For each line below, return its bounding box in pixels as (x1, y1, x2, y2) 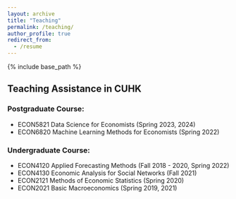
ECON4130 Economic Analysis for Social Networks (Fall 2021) (17, 169, 197, 177)
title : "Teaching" (7, 17, 61, 24)
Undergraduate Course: (7, 145, 90, 155)
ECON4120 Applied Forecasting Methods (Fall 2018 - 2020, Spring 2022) (17, 161, 230, 169)
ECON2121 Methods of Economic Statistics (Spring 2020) (17, 176, 185, 184)
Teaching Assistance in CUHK (7, 83, 142, 95)
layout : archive (7, 10, 55, 18)
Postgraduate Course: (7, 104, 85, 114)
